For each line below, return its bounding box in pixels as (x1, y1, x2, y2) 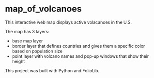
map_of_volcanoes (5, 3, 82, 14)
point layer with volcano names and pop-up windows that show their (12, 53, 149, 59)
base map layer (12, 38, 43, 44)
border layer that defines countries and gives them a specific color (12, 43, 145, 49)
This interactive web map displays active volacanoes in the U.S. (5, 19, 132, 25)
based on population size (12, 48, 63, 54)
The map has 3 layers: (5, 28, 49, 34)
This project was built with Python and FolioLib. (5, 67, 100, 73)
